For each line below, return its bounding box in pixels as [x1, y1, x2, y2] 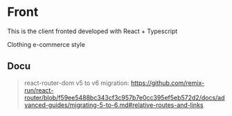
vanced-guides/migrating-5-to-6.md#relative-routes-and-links [24, 101, 204, 109]
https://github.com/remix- [130, 79, 205, 87]
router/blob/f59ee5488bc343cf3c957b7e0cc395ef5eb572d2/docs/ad [24, 93, 225, 101]
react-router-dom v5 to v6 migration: [24, 79, 130, 87]
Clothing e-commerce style [7, 40, 85, 48]
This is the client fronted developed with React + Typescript [7, 27, 178, 35]
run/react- [24, 86, 54, 94]
